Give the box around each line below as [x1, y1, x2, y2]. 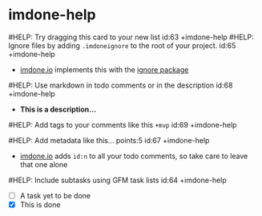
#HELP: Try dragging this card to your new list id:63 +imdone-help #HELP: [8, 32, 254, 42]
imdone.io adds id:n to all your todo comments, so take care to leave [19, 151, 248, 161]
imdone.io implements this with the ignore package [19, 64, 189, 74]
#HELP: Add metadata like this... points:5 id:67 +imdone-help [8, 135, 210, 145]
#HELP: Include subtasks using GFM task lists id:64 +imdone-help [8, 175, 227, 185]
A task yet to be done [19, 190, 91, 200]
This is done [19, 200, 61, 210]
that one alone [19, 159, 68, 169]
